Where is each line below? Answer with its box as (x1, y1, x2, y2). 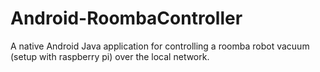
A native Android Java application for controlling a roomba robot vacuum (10, 40, 310, 52)
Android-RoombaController (10, 7, 243, 30)
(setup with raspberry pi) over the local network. (10, 50, 210, 62)
